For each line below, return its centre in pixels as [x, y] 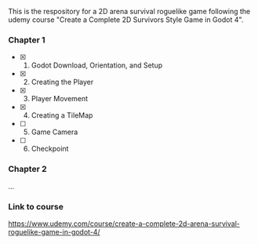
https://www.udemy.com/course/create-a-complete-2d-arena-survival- [124, 224]
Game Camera [55, 132]
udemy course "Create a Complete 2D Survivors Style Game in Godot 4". [126, 20]
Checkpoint [50, 149]
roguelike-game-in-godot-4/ [54, 231]
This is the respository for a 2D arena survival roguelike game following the [129, 11]
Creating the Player [62, 82]
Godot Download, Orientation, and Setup [97, 65]
